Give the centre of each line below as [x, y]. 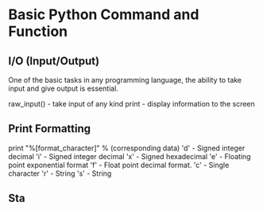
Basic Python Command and [104, 15]
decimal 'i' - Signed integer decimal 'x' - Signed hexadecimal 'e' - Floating [130, 156]
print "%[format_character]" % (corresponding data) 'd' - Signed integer [127, 148]
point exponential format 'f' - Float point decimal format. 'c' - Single [119, 165]
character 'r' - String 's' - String [60, 173]
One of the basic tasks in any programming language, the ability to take [125, 80]
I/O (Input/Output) [54, 61]
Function [38, 31]
